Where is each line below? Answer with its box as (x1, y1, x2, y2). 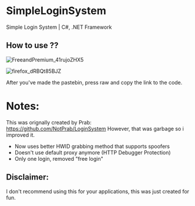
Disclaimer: (6, 172, 49, 183)
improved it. (6, 131, 35, 139)
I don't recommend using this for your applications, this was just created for (6, 188, 190, 195)
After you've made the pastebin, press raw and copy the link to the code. (6, 79, 183, 86)
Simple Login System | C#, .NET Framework (6, 23, 112, 31)
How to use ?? (6, 40, 59, 50)
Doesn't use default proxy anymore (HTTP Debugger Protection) (14, 148, 172, 156)
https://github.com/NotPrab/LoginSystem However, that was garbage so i (6, 125, 184, 132)
